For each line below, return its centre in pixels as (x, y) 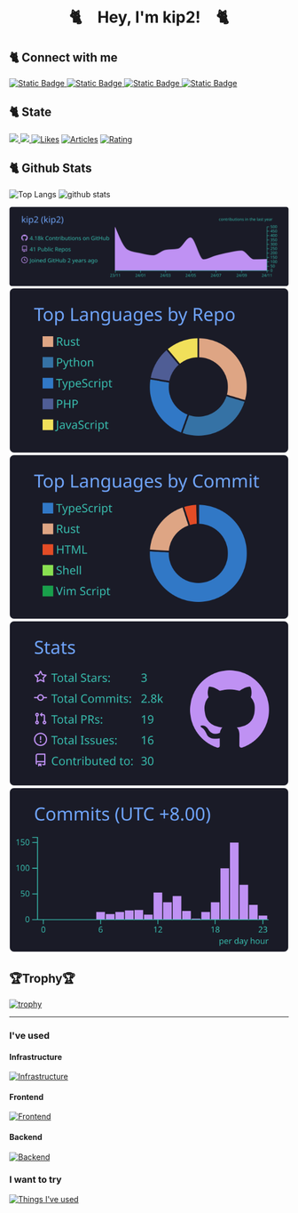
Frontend (27, 1097)
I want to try (35, 1180)
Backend (26, 1137)
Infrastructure (36, 1056)
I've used (30, 1035)
